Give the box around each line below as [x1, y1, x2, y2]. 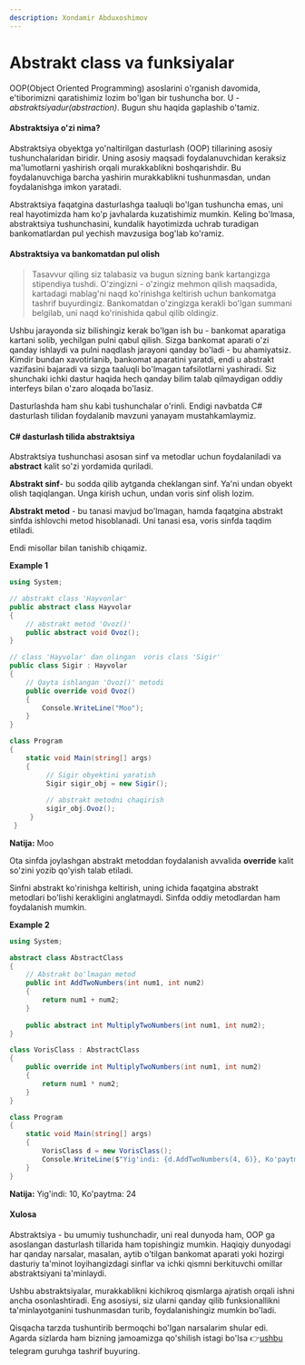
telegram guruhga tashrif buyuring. [9, 1345, 141, 1356]
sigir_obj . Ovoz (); [45, 805, 116, 814]
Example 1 [9, 560, 48, 571]
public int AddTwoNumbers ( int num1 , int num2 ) [25, 978, 205, 988]
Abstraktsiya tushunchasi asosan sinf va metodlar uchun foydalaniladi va [9, 451, 281, 462]
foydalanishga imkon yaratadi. [9, 181, 122, 192]
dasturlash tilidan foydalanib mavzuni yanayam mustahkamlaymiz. [9, 410, 257, 420]
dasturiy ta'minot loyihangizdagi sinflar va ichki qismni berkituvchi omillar [9, 1258, 283, 1269]
